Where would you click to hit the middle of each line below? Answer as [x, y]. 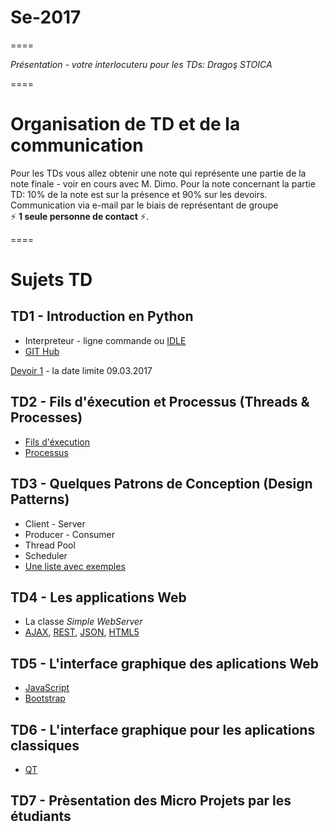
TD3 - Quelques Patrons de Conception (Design [161, 484]
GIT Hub [42, 351]
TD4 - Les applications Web [98, 597]
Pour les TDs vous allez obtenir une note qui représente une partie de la [158, 173]
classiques [45, 745]
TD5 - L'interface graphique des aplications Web [164, 663]
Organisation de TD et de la [125, 124]
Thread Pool [50, 545]
